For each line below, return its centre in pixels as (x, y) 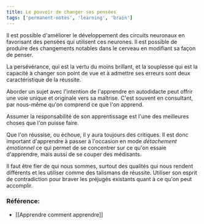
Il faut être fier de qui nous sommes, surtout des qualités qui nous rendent (100, 166)
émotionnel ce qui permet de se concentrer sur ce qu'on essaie (86, 147)
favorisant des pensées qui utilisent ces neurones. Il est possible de (92, 42)
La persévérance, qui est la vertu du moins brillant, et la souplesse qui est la (102, 66)
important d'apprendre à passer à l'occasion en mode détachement (92, 141)
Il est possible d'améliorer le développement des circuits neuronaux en (96, 35)
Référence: (23, 201)
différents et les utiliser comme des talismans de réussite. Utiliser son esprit (102, 173)
